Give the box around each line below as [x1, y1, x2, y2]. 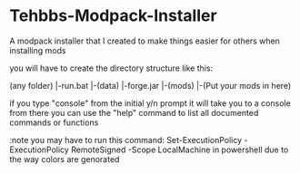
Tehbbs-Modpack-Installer [9, 5, 217, 26]
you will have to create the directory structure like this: [9, 63, 214, 73]
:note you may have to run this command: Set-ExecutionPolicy [9, 134, 243, 145]
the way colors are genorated [9, 153, 120, 164]
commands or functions [9, 117, 99, 128]
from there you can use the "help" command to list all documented [9, 107, 259, 118]
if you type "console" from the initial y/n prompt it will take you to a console [9, 97, 291, 109]
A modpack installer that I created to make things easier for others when [9, 35, 280, 46]
